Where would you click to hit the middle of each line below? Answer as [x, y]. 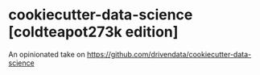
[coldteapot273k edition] [93, 32]
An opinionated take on [47, 54]
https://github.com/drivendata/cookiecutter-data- [169, 54]
